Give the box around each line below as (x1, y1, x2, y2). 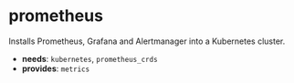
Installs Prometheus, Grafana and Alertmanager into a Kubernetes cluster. (8, 36, 286, 47)
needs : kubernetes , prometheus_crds (21, 53, 158, 64)
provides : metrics (21, 63, 90, 74)
